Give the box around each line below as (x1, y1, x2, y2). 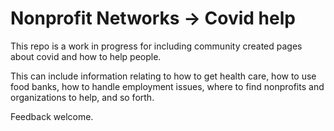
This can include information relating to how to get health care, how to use (10, 70, 317, 82)
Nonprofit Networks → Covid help (10, 7, 296, 30)
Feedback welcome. (10, 110, 94, 122)
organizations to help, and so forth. (10, 91, 155, 103)
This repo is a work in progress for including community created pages (10, 40, 303, 52)
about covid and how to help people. (10, 50, 162, 62)
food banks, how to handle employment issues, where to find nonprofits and (10, 80, 325, 92)
